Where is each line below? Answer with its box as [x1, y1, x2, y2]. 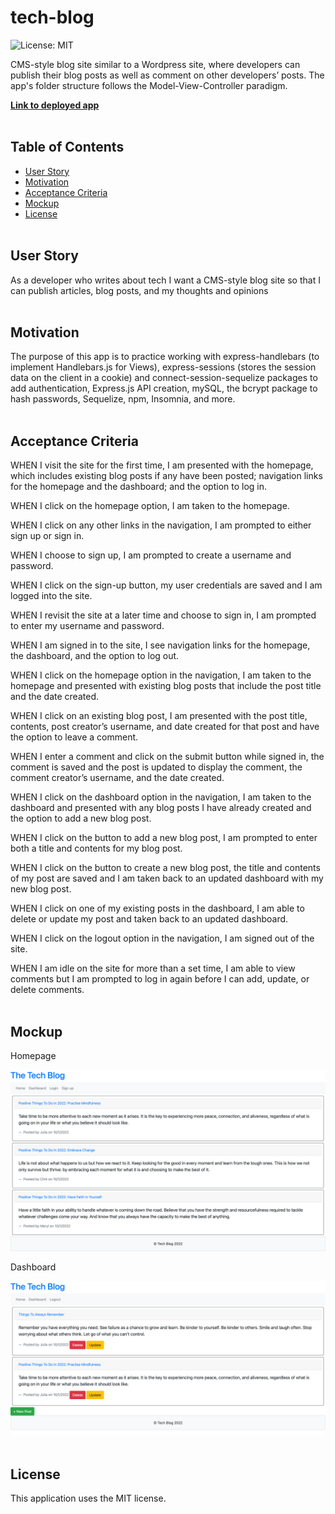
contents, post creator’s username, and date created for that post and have [10, 721, 320, 733]
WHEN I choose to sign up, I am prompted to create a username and [10, 549, 292, 561]
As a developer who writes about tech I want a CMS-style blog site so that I [10, 274, 321, 286]
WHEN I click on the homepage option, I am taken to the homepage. [10, 500, 290, 512]
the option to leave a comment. [10, 731, 139, 743]
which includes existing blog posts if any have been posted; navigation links [10, 470, 323, 482]
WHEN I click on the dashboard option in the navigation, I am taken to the [10, 791, 312, 803]
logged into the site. [10, 590, 93, 602]
